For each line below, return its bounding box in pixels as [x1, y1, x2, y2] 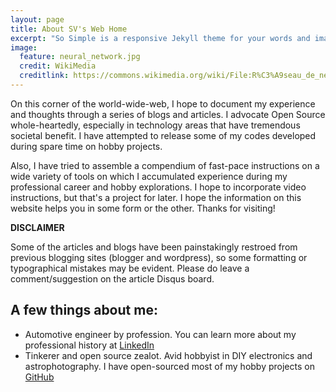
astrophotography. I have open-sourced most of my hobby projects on [24, 360, 315, 372]
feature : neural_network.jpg [19, 52, 141, 62]
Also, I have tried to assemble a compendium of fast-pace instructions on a [10, 159, 320, 171]
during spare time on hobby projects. [10, 140, 163, 152]
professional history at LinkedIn [24, 339, 155, 351]
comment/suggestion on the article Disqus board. [10, 272, 215, 285]
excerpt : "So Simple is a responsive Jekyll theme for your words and [10, 33, 311, 43]
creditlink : [19, 71, 70, 81]
